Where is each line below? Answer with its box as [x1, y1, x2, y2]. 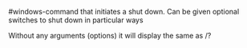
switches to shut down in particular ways [8, 15, 144, 25]
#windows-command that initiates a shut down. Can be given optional [8, 7, 240, 16]
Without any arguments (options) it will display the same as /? [8, 31, 212, 40]
